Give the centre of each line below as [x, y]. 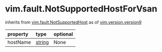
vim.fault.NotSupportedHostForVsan [81, 9]
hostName [19, 42]
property [18, 34]
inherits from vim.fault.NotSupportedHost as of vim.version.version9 [73, 22]
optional [63, 34]
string [42, 42]
